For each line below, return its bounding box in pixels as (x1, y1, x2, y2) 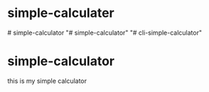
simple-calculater (7, 5, 115, 21)
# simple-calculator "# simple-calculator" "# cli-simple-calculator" (7, 28, 203, 37)
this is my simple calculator (7, 76, 87, 85)
